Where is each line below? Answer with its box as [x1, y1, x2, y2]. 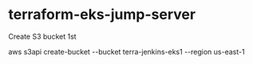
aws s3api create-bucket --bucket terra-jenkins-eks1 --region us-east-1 [8, 47, 245, 56]
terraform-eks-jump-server [8, 6, 196, 24]
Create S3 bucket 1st [8, 32, 77, 41]
